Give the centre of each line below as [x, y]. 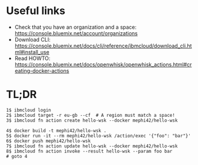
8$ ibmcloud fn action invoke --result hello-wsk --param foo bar [89, 151]
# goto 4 [17, 156]
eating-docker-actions [42, 70]
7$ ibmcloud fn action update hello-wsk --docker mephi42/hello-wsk [92, 146]
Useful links [36, 11]
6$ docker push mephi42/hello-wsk [49, 141]
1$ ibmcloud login [29, 110]
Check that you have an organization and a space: [75, 27]
